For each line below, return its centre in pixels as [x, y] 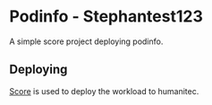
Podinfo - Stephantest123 [106, 17]
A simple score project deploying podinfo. [86, 41]
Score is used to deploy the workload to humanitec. [104, 91]
